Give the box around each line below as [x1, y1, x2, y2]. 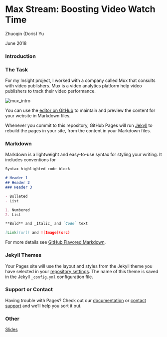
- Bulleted [5, 194, 28, 199]
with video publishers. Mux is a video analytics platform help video [5, 83, 142, 89]
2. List [5, 212, 21, 217]
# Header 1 [5, 176, 28, 181]
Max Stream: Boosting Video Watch [5, 3, 156, 15]
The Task [5, 66, 28, 73]
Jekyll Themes [5, 252, 42, 259]
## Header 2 [5, 180, 30, 185]
